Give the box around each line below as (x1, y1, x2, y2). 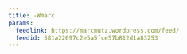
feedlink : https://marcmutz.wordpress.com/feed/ (15, 26, 180, 34)
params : (8, 19, 34, 27)
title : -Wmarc (8, 11, 56, 20)
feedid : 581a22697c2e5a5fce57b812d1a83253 (15, 33, 158, 42)
